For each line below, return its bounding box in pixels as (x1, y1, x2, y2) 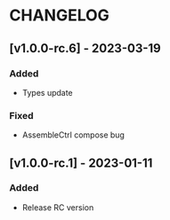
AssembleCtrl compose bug (21, 130, 125, 140)
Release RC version (21, 201, 94, 213)
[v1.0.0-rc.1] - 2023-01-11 (9, 155, 153, 170)
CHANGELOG (9, 5, 109, 26)
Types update (21, 87, 73, 98)
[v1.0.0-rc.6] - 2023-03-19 (9, 41, 162, 56)
